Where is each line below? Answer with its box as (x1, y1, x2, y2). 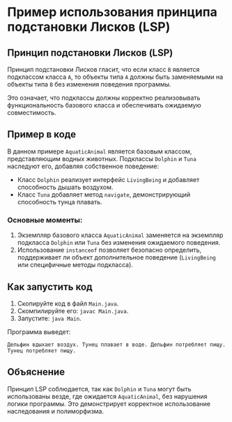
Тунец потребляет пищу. (7, 347, 77, 354)
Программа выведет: (7, 327, 71, 336)
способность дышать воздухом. (17, 183, 114, 191)
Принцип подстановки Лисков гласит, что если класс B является (7, 66, 200, 73)
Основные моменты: (7, 215, 83, 225)
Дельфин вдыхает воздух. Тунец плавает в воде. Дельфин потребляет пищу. (7, 341, 226, 348)
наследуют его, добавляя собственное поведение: (7, 162, 159, 170)
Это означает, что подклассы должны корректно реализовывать (7, 93, 201, 102)
